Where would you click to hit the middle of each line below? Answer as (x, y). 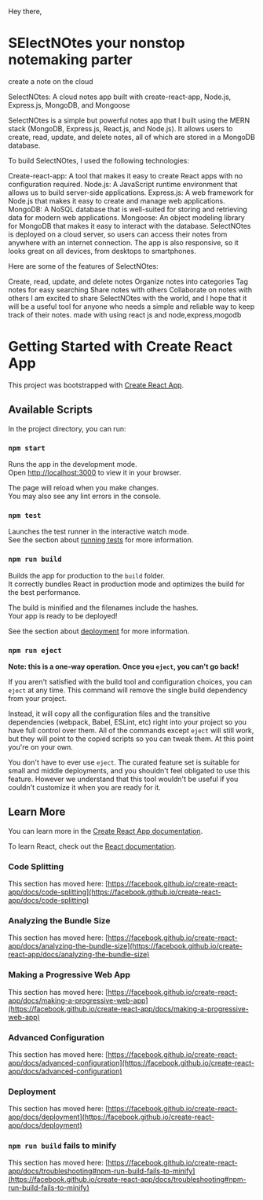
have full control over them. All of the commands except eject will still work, (131, 730)
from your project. (37, 698)
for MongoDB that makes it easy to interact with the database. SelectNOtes (130, 226)
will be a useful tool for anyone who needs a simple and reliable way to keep (131, 306)
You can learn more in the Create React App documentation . (106, 831)
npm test (25, 515)
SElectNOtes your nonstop (97, 43)
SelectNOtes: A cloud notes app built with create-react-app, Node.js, (120, 97)
